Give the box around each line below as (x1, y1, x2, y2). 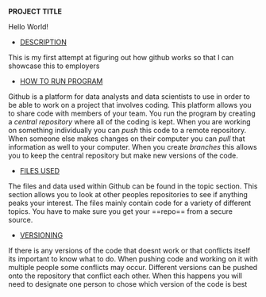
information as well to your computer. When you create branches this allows (8, 143, 257, 151)
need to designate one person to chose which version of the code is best (8, 280, 248, 288)
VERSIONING (19, 230, 64, 240)
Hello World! (8, 22, 49, 31)
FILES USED (19, 166, 60, 175)
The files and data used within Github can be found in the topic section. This (8, 181, 258, 191)
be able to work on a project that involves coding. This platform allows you (8, 101, 252, 109)
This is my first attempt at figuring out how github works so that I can (8, 53, 234, 62)
